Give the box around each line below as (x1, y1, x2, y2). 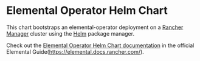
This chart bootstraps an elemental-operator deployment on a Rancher (6, 24, 184, 31)
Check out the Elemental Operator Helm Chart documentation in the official (6, 42, 195, 49)
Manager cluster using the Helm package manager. (6, 30, 135, 37)
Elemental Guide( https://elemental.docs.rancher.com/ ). (6, 48, 144, 55)
